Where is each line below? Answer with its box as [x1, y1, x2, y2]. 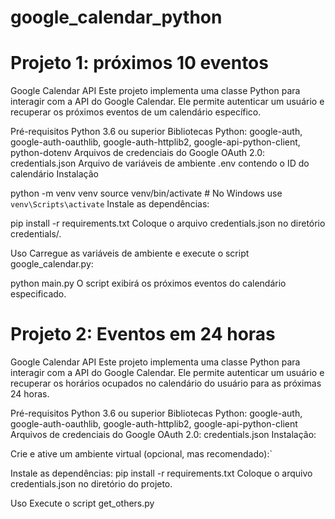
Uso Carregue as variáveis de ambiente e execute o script [10, 247, 250, 260]
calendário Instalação [10, 168, 99, 180]
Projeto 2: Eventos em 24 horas [10, 323, 276, 346]
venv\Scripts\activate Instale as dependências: [10, 198, 210, 210]
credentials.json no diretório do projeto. [10, 478, 173, 490]
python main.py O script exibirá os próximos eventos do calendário [10, 277, 287, 290]
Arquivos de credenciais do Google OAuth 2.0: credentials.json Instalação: [10, 429, 317, 441]
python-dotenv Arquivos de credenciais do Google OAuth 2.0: [10, 147, 266, 159]
